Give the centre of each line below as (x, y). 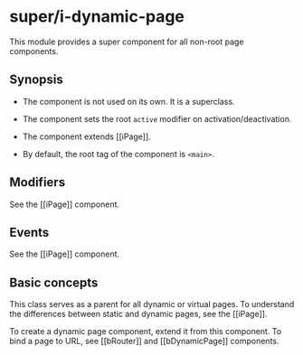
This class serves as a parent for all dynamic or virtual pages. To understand (152, 304)
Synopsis (36, 80)
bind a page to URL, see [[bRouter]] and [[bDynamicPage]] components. (144, 341)
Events (29, 232)
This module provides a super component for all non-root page (127, 42)
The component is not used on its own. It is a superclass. (128, 101)
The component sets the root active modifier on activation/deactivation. (157, 118)
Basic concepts (54, 282)
